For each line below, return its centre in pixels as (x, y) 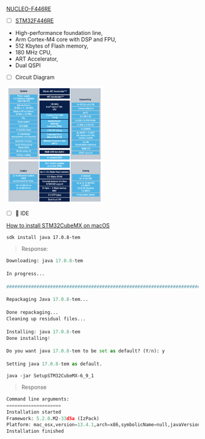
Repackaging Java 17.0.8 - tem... (47, 300)
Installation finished (35, 431)
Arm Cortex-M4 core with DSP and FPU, (66, 40)
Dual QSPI (28, 65)
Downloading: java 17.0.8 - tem (45, 261)
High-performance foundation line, (59, 33)
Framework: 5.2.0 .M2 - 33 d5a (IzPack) (53, 418)
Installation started (34, 412)
